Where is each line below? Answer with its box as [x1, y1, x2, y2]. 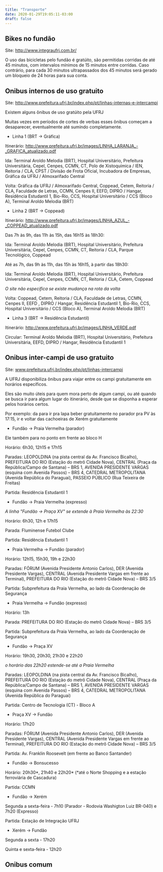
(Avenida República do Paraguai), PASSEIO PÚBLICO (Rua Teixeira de [5, 474, 145, 480]
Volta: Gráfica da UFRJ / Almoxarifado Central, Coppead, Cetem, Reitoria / [5, 183, 155, 189]
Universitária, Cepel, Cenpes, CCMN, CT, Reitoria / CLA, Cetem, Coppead [5, 276, 153, 282]
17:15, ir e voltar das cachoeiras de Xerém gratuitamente [5, 416, 118, 422]
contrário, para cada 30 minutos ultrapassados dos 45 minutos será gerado [5, 67, 157, 74]
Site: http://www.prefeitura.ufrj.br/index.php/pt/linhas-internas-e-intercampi [5, 100, 158, 105]
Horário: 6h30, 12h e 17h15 [5, 518, 59, 523]
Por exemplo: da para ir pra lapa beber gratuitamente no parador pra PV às [5, 410, 156, 417]
